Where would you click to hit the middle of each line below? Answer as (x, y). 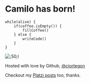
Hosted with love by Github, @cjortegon (45, 66)
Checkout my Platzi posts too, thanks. (43, 75)
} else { (23, 34)
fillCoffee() (36, 30)
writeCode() (35, 39)
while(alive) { (20, 22)
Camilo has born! (40, 9)
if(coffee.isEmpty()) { (38, 26)
